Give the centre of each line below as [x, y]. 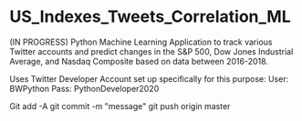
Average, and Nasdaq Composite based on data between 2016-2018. [139, 61]
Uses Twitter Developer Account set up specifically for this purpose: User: [149, 78]
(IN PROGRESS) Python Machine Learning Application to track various [141, 42]
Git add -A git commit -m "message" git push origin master [120, 106]
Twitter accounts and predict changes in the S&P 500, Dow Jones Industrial [151, 51]
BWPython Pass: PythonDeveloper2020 [84, 88]
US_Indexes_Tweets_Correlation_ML [150, 17]
